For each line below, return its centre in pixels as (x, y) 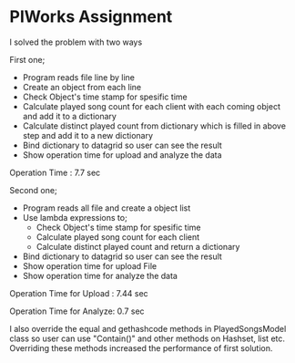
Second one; (33, 190)
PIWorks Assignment (91, 17)
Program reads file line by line (78, 77)
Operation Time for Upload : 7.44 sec (79, 293)
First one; (27, 59)
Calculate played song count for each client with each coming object (151, 106)
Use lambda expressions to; (75, 217)
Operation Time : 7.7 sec (55, 172)
